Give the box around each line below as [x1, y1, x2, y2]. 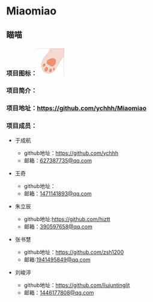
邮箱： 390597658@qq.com [23, 223, 93, 230]
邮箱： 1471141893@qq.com [23, 190, 92, 197]
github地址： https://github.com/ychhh [23, 149, 119, 157]
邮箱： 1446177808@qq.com [23, 289, 94, 296]
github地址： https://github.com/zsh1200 [23, 248, 124, 256]
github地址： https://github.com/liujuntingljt [23, 281, 130, 289]
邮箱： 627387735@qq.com [23, 157, 92, 164]
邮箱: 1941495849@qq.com [23, 256, 91, 263]
